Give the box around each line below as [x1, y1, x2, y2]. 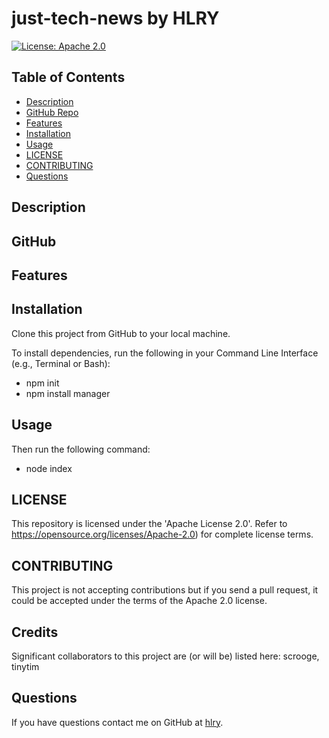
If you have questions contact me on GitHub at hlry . [11, 716, 224, 728]
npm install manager [25, 387, 111, 399]
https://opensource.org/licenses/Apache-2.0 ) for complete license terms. [11, 528, 314, 541]
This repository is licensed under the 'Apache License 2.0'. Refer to [11, 518, 288, 530]
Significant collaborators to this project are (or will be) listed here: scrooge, [11, 650, 320, 662]
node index [25, 462, 73, 474]
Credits [11, 623, 59, 641]
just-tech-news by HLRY [11, 7, 220, 30]
